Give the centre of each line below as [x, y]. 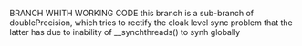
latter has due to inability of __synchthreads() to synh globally [125, 32]
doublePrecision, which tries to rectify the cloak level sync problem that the [151, 23]
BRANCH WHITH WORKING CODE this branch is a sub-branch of [132, 13]
